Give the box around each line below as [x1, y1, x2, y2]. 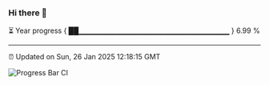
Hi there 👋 [8, 7, 48, 18]
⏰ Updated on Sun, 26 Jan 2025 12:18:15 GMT [8, 52, 161, 62]
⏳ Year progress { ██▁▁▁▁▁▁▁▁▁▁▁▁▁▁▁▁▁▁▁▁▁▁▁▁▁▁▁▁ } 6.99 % [8, 26, 260, 35]
